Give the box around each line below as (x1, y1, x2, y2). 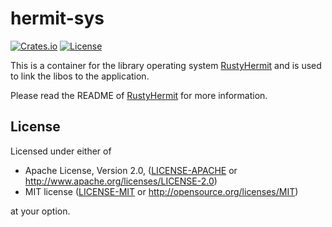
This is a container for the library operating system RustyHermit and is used (10, 59, 322, 71)
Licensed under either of (10, 145, 112, 157)
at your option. (10, 205, 71, 217)
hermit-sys (10, 7, 105, 30)
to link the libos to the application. (10, 70, 150, 82)
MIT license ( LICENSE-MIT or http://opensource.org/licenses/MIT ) (24, 185, 299, 197)
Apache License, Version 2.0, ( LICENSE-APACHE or (24, 164, 238, 176)
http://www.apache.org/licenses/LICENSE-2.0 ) (24, 175, 218, 187)
